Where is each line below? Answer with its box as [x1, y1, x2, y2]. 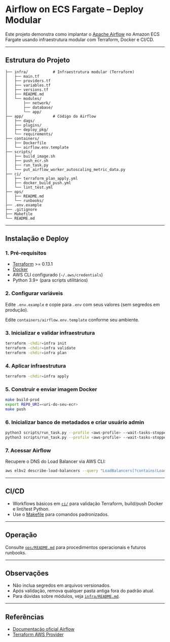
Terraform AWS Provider [12, 631, 64, 637]
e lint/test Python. [12, 506, 50, 512]
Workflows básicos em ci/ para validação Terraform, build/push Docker [12, 501, 163, 507]
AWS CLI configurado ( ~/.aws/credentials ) [12, 272, 103, 278]
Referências [5, 613, 45, 621]
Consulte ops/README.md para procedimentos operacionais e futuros [5, 544, 146, 550]
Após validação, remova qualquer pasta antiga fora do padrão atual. [12, 588, 155, 594]
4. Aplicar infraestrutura [5, 362, 66, 369]
